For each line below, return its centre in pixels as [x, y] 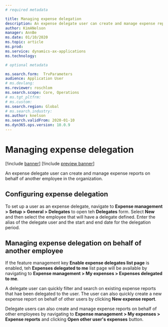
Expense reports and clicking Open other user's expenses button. [74, 320]
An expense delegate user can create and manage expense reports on [78, 173]
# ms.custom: [19, 102]
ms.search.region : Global [32, 106]
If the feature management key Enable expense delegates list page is [77, 263]
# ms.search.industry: [29, 111]
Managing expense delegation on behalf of [73, 243]
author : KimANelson [25, 28]
